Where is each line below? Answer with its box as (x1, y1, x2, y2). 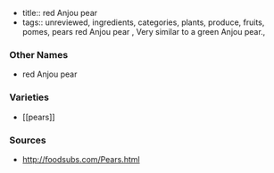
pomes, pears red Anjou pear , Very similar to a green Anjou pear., (21, 27, 266, 37)
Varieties (9, 91, 49, 103)
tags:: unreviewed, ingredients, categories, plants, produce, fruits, (21, 17, 265, 28)
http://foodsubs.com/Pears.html (21, 153, 140, 164)
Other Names (9, 48, 69, 61)
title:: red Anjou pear (21, 8, 98, 18)
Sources (9, 134, 46, 146)
